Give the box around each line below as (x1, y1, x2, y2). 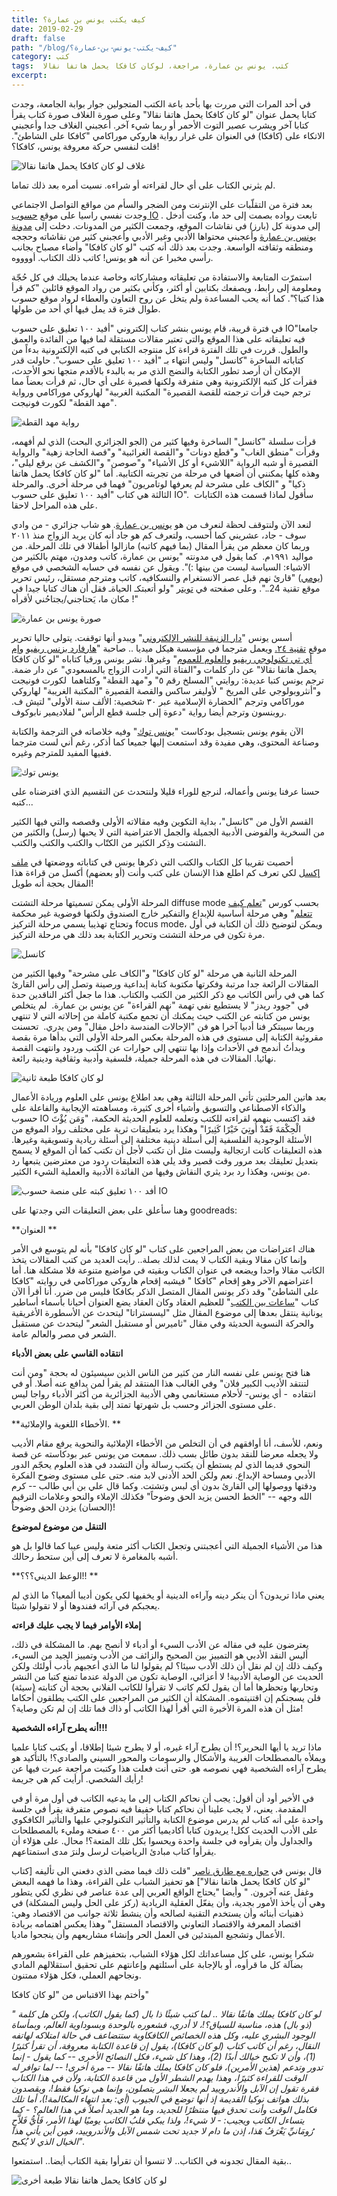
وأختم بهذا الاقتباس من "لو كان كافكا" (11, 1988, 149, 2000)
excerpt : (11, 71, 48, 81)
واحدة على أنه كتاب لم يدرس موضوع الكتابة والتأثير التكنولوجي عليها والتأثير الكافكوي (11, 1813, 324, 1825)
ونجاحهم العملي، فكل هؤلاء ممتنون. (11, 1969, 142, 1981)
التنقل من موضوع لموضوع (11, 1520, 107, 1532)
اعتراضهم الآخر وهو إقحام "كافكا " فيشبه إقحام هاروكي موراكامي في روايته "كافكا (11, 1274, 314, 1286)
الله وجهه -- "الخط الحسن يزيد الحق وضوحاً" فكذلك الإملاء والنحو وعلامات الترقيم (11, 1490, 313, 1502)
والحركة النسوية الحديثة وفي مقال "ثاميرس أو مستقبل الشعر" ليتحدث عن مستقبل (11, 1317, 315, 1329)
